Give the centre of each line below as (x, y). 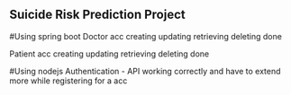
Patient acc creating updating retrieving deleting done (109, 54)
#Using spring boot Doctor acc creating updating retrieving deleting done (145, 36)
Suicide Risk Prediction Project (98, 15)
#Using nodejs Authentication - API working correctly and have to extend (145, 71)
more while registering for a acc (68, 81)
